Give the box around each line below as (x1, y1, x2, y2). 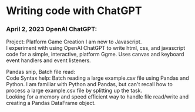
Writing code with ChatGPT (6, 4, 142, 18)
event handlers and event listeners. (6, 57, 91, 64)
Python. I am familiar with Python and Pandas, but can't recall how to (6, 81, 173, 88)
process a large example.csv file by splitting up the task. (6, 87, 143, 94)
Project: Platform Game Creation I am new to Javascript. (6, 38, 142, 45)
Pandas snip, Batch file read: (6, 69, 75, 76)
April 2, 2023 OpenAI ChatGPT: (6, 25, 97, 33)
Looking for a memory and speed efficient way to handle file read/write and (6, 93, 189, 100)
